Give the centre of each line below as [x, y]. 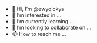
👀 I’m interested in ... [36, 15]
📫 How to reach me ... [39, 34]
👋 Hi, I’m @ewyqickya [38, 9]
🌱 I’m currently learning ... [43, 21]
